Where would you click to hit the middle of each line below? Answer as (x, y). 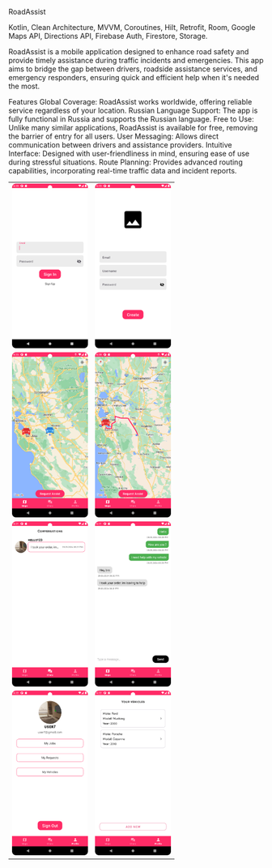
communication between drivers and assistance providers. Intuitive (120, 145)
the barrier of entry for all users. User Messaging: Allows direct (113, 136)
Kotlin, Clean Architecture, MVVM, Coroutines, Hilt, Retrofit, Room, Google (132, 27)
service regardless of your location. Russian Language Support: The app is (133, 110)
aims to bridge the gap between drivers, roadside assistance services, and (133, 69)
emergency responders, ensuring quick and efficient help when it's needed (134, 77)
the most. (24, 86)
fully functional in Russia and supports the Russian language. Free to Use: (132, 119)
